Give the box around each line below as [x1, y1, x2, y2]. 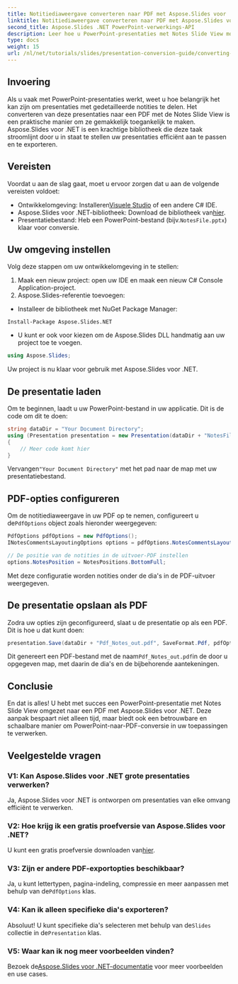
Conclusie [7, 680, 53, 692]
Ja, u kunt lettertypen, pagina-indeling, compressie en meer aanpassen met [7, 879, 229, 888]
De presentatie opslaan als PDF [7, 600, 148, 612]
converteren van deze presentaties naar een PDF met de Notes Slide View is [7, 110, 230, 118]
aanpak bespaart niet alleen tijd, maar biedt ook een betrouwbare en [7, 714, 208, 723]
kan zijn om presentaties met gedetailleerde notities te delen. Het [7, 102, 198, 110]
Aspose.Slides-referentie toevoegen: [17, 291, 125, 299]
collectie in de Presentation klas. [7, 928, 101, 937]
